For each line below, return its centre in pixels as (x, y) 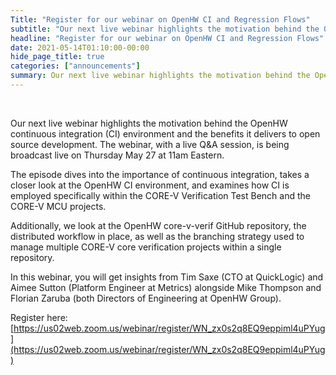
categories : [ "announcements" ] (75, 66)
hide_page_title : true (57, 57)
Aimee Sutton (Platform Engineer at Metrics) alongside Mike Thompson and (166, 287)
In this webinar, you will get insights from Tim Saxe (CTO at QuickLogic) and (167, 277)
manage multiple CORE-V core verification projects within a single (146, 247)
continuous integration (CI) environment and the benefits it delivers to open (165, 133)
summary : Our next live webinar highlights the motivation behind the (160, 76)
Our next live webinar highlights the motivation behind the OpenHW (149, 123)
